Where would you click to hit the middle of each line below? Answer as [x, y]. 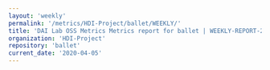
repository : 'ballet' [45, 46]
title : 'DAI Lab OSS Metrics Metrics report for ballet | [107, 31]
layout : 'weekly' [37, 16]
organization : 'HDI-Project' [57, 38]
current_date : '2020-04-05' [55, 53]
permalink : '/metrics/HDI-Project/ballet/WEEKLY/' [95, 23]
